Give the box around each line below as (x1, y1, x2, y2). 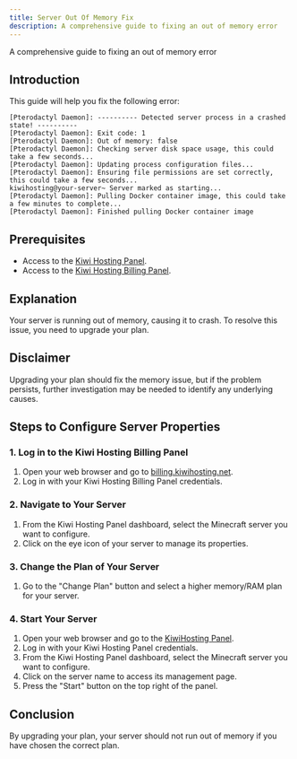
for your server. (21, 590, 80, 601)
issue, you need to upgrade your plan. (9, 324, 149, 335)
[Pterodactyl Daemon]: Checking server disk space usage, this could (9, 144, 275, 153)
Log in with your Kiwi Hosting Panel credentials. (21, 642, 199, 653)
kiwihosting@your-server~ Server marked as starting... (9, 184, 222, 193)
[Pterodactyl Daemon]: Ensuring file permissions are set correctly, (9, 168, 275, 178)
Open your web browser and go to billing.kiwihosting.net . (21, 467, 234, 477)
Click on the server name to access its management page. (21, 671, 237, 682)
